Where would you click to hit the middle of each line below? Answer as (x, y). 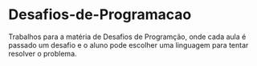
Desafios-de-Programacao (100, 15)
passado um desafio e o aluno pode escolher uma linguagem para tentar (128, 45)
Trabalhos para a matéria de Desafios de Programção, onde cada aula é (127, 37)
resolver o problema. (43, 53)
